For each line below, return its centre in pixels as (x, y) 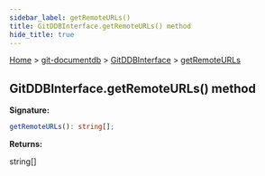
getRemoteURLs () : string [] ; (62, 127)
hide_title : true (42, 34)
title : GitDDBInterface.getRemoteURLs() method (101, 26)
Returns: (26, 144)
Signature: (29, 110)
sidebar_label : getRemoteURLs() (70, 18)
